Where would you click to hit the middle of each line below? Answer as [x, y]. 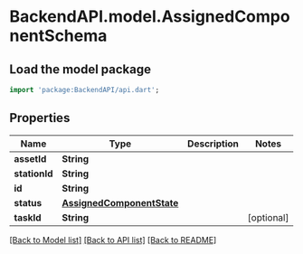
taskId [28, 217]
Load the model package [80, 69]
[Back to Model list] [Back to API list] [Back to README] [113, 240]
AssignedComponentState [120, 202]
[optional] [268, 217]
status [28, 202]
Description [213, 144]
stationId [33, 174]
